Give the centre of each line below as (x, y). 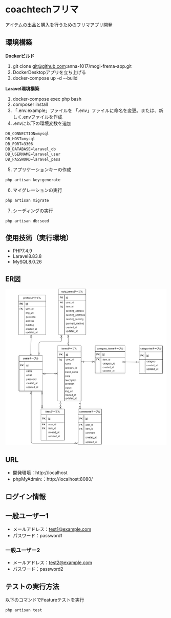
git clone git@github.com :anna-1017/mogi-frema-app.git (72, 66)
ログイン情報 (26, 497)
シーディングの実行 (33, 211)
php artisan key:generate (33, 180)
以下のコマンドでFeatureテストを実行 (45, 600)
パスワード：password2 (38, 569)
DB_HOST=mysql (20, 139)
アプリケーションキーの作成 (42, 170)
